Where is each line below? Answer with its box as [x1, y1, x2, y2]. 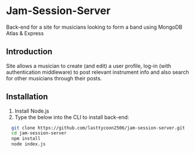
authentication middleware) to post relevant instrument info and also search [6, 69, 189, 76]
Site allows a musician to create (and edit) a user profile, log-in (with [6, 62, 172, 69]
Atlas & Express [6, 29, 44, 36]
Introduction [6, 47, 53, 57]
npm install [11, 136, 41, 142]
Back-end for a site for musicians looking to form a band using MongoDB [6, 23, 183, 30]
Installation [6, 92, 48, 102]
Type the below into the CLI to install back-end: [14, 113, 129, 121]
